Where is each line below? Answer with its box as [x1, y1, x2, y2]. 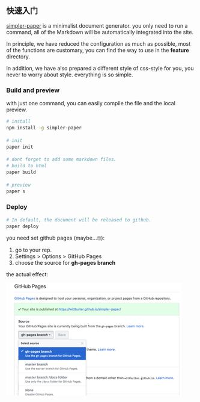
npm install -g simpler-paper [6, 125, 82, 131]
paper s [6, 188, 26, 194]
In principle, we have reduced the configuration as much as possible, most [6, 40, 191, 47]
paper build [6, 169, 36, 176]
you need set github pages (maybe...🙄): [6, 234, 105, 241]
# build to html [6, 163, 47, 169]
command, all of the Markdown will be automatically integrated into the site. [6, 28, 194, 36]
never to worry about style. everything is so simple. [6, 71, 133, 78]
